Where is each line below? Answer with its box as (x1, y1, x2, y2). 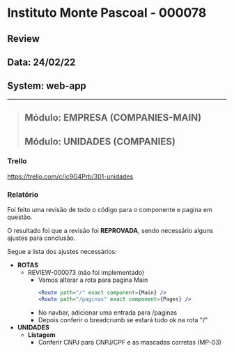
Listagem (27, 330, 56, 339)
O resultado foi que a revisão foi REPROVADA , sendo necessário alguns (7, 227, 214, 235)
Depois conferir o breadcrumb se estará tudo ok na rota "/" (38, 315, 208, 324)
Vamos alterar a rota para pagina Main (38, 276, 148, 284)
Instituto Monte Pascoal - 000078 (7, 5, 207, 21)
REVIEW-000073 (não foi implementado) (27, 269, 145, 277)
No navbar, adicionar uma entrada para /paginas (38, 308, 178, 317)
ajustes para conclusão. (7, 234, 76, 242)
